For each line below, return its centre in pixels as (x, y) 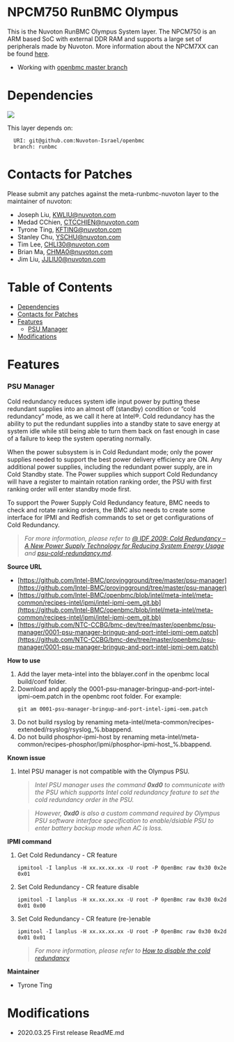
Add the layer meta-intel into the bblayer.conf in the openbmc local (113, 674)
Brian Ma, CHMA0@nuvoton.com (65, 251)
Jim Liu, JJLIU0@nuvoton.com (61, 259)
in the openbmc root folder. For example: (123, 697)
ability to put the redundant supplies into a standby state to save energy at (114, 424)
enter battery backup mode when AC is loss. (99, 828)
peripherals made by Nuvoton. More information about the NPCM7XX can (113, 46)
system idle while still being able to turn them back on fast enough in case (114, 431)
